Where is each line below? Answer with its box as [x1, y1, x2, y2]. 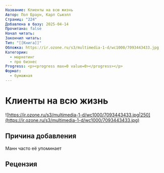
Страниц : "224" [5, 17, 37, 22]
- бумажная [10, 73, 33, 78]
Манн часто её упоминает [5, 145, 62, 151]
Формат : [5, 69, 22, 74]
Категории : [5, 50, 28, 55]
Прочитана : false [5, 26, 42, 31]
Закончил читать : [5, 36, 42, 41]
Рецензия [5, 160, 37, 168]
